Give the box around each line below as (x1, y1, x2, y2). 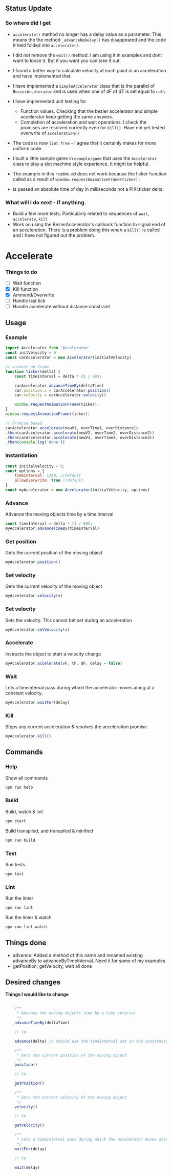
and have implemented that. (12, 73, 72, 79)
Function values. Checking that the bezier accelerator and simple (20, 108, 158, 114)
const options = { (5, 468, 45, 473)
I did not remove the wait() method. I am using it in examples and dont (12, 52, 162, 58)
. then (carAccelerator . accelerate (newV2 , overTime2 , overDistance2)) (5, 430, 155, 435)
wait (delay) (14, 1165, 40, 1170)
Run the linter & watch (5, 914, 52, 920)
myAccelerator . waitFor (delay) (5, 700, 70, 705)
